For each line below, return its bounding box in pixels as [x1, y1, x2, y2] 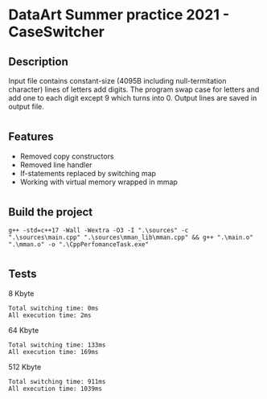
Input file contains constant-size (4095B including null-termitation [8, 76, 227, 85]
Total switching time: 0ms [8, 304, 99, 312]
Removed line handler [19, 159, 92, 170]
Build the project [8, 205, 93, 219]
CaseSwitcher [8, 23, 105, 41]
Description [8, 55, 68, 68]
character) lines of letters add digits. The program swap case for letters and [8, 84, 260, 94]
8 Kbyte [8, 288, 35, 298]
